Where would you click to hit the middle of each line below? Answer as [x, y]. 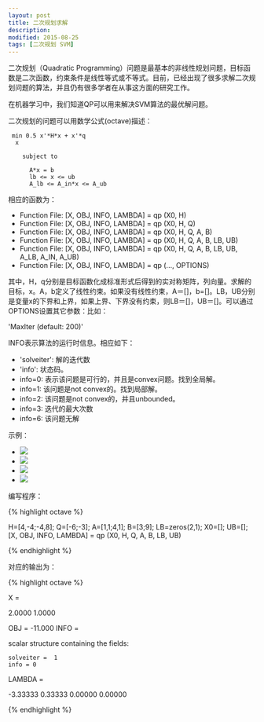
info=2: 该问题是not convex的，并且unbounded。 [99, 399]
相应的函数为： [32, 200]
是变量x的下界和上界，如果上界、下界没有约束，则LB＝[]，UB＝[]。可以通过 [131, 301]
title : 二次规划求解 [38, 23]
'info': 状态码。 [44, 369]
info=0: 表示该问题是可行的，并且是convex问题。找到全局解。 [119, 379]
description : [29, 30]
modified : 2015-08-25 [44, 37]
